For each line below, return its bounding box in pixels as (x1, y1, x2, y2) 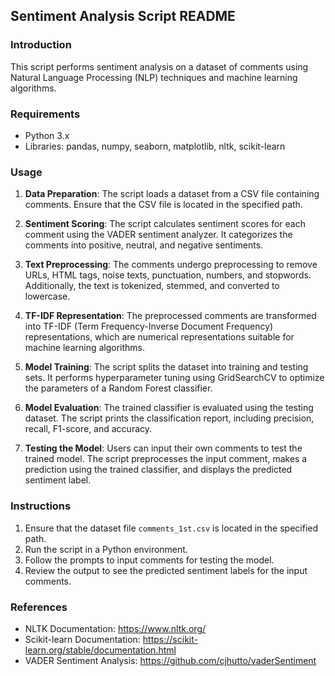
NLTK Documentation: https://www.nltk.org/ (24, 622, 207, 634)
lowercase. (24, 290, 71, 303)
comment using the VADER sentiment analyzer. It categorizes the (24, 229, 293, 241)
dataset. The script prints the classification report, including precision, (24, 412, 315, 424)
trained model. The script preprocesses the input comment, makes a (24, 453, 308, 465)
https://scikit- (142, 633, 198, 645)
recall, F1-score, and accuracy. (24, 423, 153, 435)
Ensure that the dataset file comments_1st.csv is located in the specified (24, 522, 319, 534)
